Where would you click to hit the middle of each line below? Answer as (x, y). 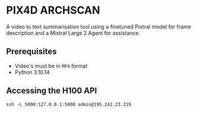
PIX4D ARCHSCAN (53, 10)
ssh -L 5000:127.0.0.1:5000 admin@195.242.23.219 (69, 104)
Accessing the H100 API (52, 91)
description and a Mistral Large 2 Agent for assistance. (73, 33)
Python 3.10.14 (32, 72)
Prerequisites (31, 52)
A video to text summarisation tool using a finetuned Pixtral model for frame (99, 27)
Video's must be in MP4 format (51, 66)
